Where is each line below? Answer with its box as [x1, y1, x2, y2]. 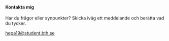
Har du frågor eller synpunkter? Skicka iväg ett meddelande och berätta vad [5, 15, 164, 21]
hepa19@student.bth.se [5, 30, 55, 36]
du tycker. [5, 20, 26, 26]
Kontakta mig [5, 4, 35, 10]
